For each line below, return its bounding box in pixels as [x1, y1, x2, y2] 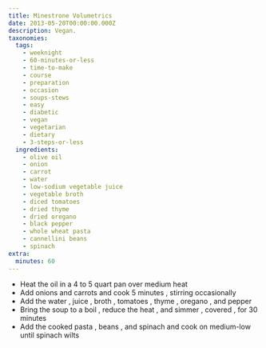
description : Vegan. [8, 26, 77, 34]
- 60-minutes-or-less [22, 57, 94, 65]
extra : [8, 250, 30, 258]
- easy [22, 101, 45, 109]
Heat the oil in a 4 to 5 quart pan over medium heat [19, 279, 188, 289]
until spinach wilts [19, 330, 80, 340]
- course [22, 71, 52, 79]
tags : [15, 42, 34, 50]
